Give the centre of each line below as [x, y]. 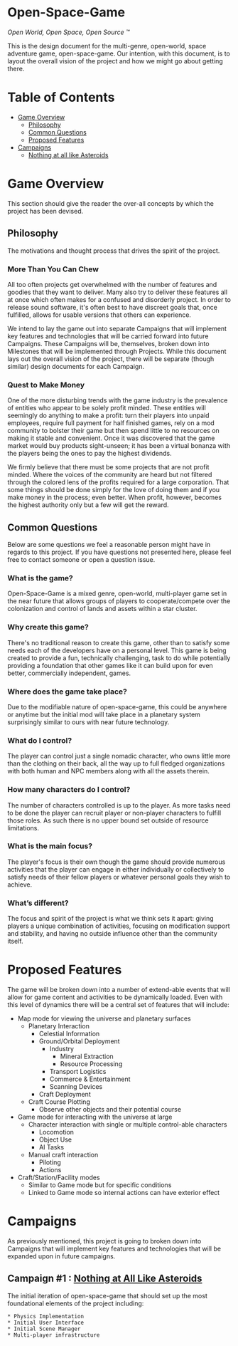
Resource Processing [91, 1064]
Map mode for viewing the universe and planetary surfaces [104, 1018]
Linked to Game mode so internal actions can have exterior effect [124, 1193]
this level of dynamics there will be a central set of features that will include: [118, 1005]
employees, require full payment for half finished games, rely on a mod [111, 423]
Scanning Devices [76, 1087]
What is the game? [40, 578]
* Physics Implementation [45, 1316]
